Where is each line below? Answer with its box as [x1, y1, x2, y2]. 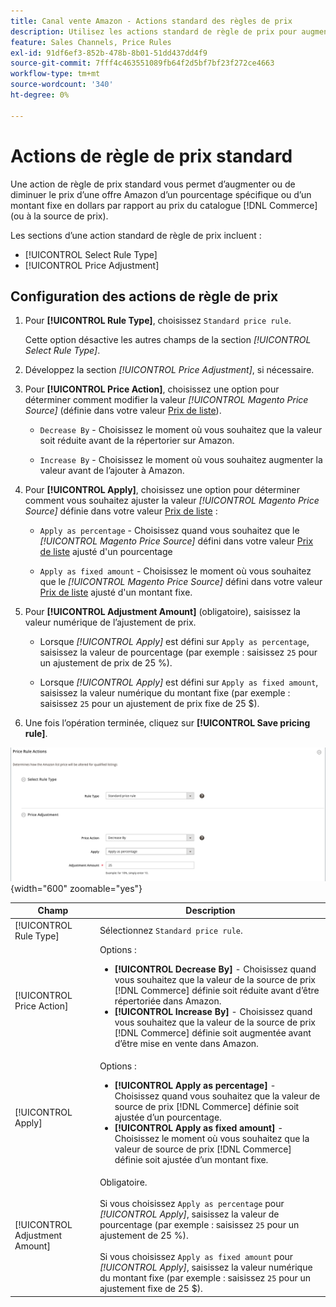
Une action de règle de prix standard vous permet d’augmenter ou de [10, 178, 296, 190]
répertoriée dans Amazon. [114, 995, 222, 1007]
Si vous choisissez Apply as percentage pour [99, 1198, 285, 1210]
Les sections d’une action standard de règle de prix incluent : [10, 229, 262, 241]
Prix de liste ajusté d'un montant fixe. [39, 586, 193, 599]
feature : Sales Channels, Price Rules [10, 37, 172, 47]
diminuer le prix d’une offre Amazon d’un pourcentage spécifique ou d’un [10, 188, 312, 200]
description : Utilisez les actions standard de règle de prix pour [10, 26, 298, 37]
